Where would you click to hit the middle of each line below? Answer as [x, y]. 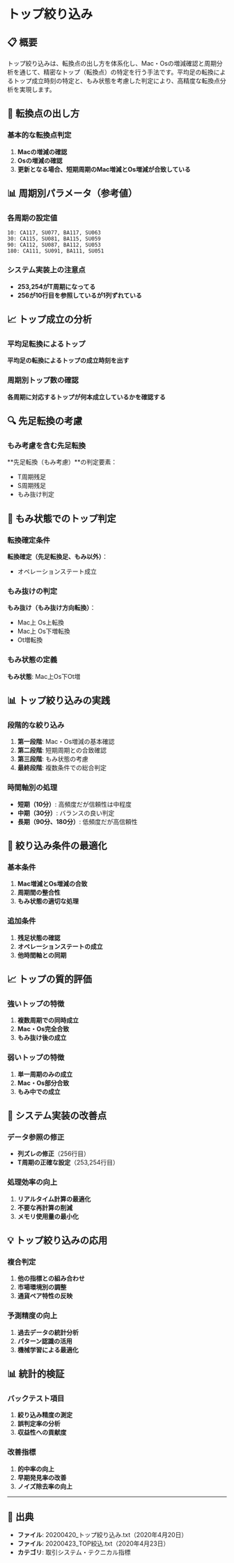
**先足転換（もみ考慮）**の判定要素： [62, 462]
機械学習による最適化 [48, 1349]
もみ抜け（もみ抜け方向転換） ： [52, 608]
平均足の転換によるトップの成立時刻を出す [68, 361]
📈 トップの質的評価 [50, 979]
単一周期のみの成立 [45, 1074]
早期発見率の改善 [42, 1477]
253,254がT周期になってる [56, 286]
